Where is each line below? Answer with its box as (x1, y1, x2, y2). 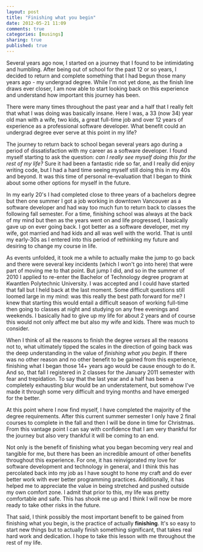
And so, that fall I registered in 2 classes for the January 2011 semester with (6, 369, 195, 376)
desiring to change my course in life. (6, 242, 98, 249)
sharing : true (6, 37, 42, 43)
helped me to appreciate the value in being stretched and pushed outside (6, 482, 190, 489)
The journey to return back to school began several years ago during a (6, 140, 183, 148)
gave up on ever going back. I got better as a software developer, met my (6, 223, 190, 230)
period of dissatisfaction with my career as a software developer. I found (6, 146, 188, 154)
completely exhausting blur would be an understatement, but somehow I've (6, 381, 195, 389)
